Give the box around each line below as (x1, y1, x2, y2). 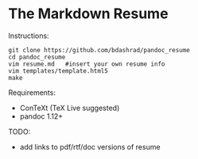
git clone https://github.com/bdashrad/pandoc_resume (8, 46, 191, 54)
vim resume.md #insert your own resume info (8, 60, 165, 68)
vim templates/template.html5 (8, 66, 109, 75)
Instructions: (8, 31, 49, 40)
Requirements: (8, 88, 56, 97)
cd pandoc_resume (8, 53, 66, 61)
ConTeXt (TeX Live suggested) (19, 103, 120, 112)
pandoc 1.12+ (19, 112, 64, 121)
